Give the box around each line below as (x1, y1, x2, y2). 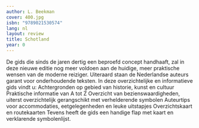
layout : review (6, 31, 44, 37)
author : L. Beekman (6, 8, 55, 15)
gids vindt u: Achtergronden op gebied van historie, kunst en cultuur (6, 83, 174, 90)
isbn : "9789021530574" (6, 20, 63, 26)
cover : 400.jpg (6, 14, 44, 20)
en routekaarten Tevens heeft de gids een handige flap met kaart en (6, 108, 174, 116)
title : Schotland (6, 36, 50, 42)
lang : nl (6, 25, 28, 32)
